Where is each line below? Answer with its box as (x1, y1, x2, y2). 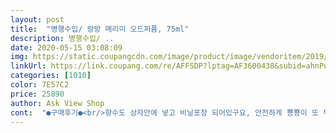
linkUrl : (10, 61, 47, 71)
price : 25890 (10, 89, 65, 99)
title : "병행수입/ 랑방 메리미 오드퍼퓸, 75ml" (10, 24, 190, 34)
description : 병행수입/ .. (10, 33, 115, 43)
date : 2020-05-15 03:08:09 (10, 42, 123, 53)
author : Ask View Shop (10, 98, 105, 108)
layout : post (10, 14, 65, 25)
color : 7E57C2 (10, 80, 70, 90)
